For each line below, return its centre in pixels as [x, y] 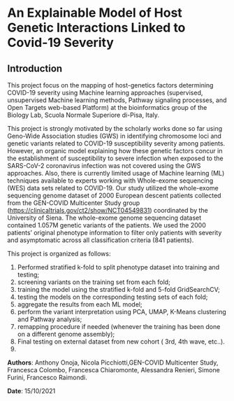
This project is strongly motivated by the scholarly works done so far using [115, 128]
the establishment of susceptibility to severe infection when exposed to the [115, 158]
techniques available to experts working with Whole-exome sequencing [110, 181]
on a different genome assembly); [66, 334]
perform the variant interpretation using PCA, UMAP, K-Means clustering [122, 312]
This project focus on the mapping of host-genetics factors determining [110, 85]
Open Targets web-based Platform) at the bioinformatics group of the [107, 107]
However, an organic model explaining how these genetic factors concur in [115, 151]
